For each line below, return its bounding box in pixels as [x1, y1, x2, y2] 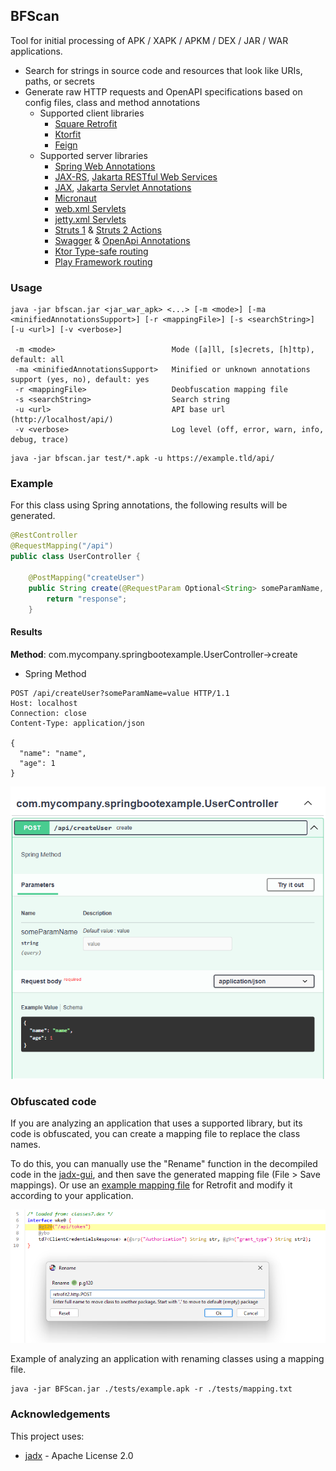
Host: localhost [10, 698, 78, 708]
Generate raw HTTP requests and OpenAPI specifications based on [24, 85, 303, 98]
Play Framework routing [54, 255, 153, 268]
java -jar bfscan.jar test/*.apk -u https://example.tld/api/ [10, 454, 275, 464]
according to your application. [10, 1190, 134, 1202]
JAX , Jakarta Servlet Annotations [54, 181, 192, 193]
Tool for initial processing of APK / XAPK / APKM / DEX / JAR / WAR [10, 34, 289, 46]
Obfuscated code [10, 1094, 97, 1108]
